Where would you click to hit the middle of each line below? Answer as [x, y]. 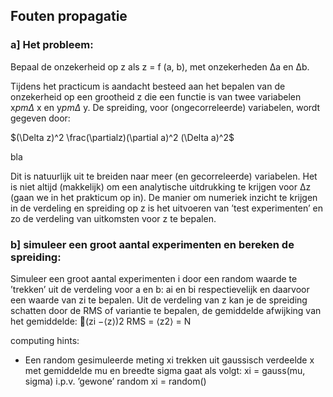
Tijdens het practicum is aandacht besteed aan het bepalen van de [148, 86]
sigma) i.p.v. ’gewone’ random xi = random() [115, 381]
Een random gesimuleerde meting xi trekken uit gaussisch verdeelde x [169, 360]
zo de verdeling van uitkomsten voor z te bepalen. [113, 218]
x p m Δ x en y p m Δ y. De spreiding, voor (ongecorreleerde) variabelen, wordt [165, 107]
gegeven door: [40, 118]
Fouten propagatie [69, 16]
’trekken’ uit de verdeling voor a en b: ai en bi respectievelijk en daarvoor [160, 289]
